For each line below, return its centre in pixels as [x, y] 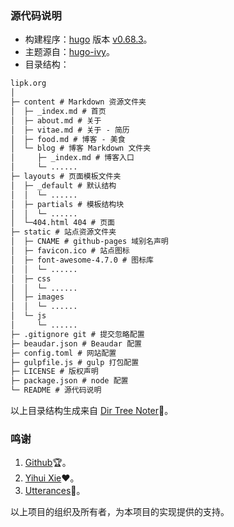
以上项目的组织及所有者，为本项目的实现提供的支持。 [120, 512]
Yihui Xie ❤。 [52, 478]
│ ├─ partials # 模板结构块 [67, 204]
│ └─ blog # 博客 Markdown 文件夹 [81, 148]
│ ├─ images [37, 297]
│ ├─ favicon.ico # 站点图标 [70, 251]
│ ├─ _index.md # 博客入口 [72, 158]
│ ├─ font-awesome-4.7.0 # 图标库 [82, 260]
